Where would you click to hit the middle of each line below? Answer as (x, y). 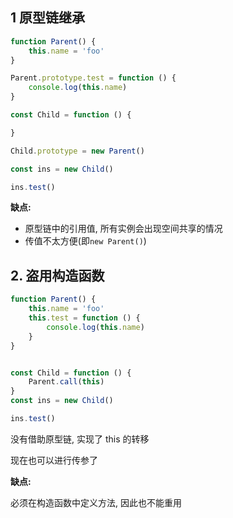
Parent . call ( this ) (66, 382)
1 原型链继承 (48, 18)
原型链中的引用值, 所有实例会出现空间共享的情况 (123, 229)
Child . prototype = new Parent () (77, 151)
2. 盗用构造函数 (57, 275)
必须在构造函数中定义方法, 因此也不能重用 (96, 502)
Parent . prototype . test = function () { (93, 78)
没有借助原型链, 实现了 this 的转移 (80, 439)
